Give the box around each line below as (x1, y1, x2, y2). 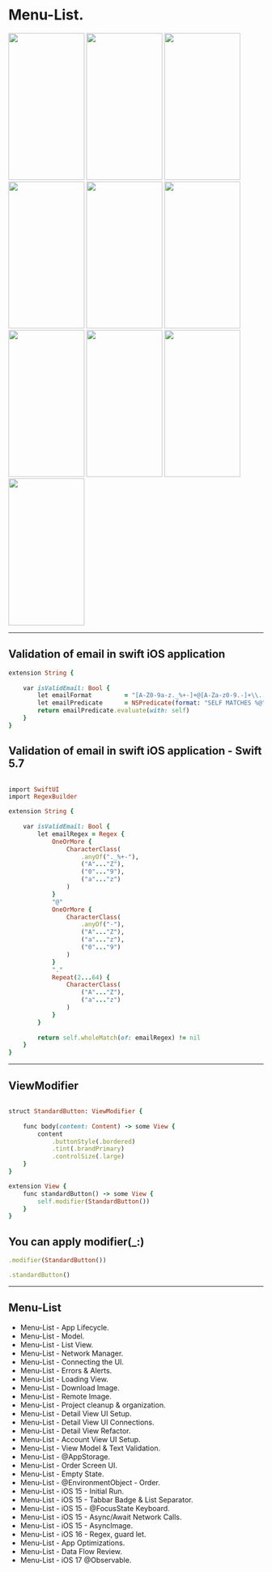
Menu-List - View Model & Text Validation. (19, 1443, 160, 1453)
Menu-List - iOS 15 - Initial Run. (19, 1486, 125, 1496)
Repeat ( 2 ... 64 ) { (51, 973, 111, 982)
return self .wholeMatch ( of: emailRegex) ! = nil (37, 1034, 201, 1042)
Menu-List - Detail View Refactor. (19, 1425, 131, 1436)
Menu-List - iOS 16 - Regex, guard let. (19, 1529, 147, 1539)
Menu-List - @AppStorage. (19, 1451, 111, 1461)
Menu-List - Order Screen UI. (19, 1460, 118, 1470)
